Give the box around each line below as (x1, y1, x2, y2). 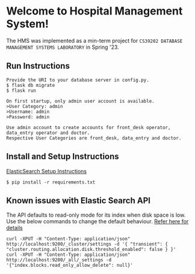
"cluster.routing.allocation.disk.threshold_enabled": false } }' (6, 246, 176, 253)
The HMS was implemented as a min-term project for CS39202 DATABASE (6, 37, 183, 44)
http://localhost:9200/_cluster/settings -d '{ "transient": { (6, 241, 169, 247)
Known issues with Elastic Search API (6, 195, 150, 206)
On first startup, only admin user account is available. (6, 98, 155, 104)
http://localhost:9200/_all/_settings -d (6, 257, 112, 263)
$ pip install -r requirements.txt (6, 179, 96, 185)
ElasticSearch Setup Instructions (6, 167, 87, 174)
